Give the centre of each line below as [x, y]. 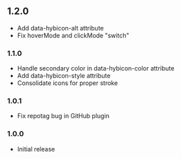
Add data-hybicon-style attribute [64, 76]
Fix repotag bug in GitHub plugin [63, 116]
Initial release [36, 149]
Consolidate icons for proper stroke [67, 83]
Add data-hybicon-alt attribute [61, 28]
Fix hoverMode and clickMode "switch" [73, 35]
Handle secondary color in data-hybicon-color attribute [96, 68]
